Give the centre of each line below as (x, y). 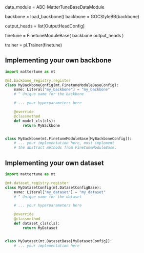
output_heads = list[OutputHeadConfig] (45, 26)
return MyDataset (40, 228)
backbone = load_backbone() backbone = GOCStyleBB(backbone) (72, 16)
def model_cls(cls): (35, 121)
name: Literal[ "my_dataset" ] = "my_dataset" (60, 192)
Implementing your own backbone (58, 60)
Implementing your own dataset (54, 163)
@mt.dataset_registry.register (37, 183)
